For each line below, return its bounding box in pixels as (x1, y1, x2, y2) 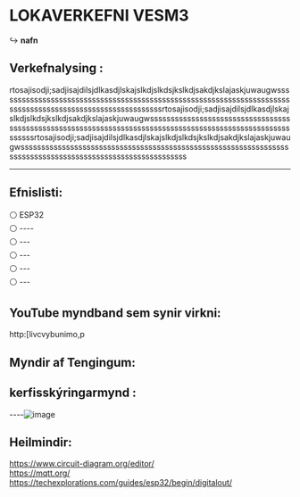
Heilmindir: (9, 435, 73, 450)
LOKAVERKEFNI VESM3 (9, 5, 189, 26)
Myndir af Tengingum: (9, 354, 136, 370)
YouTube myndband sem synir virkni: (9, 305, 221, 320)
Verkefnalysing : (9, 61, 104, 76)
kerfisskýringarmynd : (9, 385, 137, 401)
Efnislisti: (9, 185, 63, 201)
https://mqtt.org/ (9, 468, 71, 478)
